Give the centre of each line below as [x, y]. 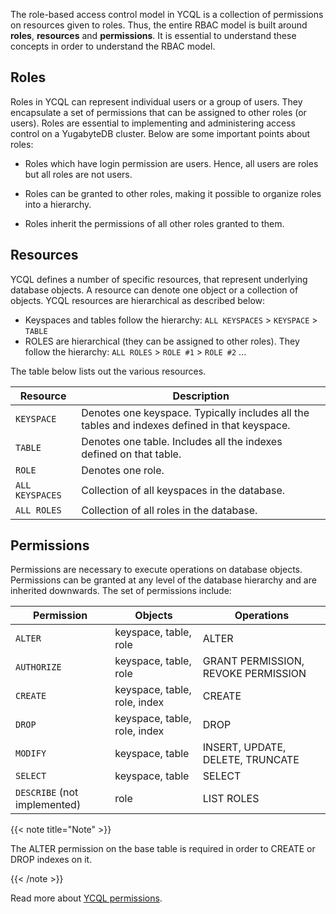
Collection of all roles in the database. [169, 510]
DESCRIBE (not [47, 792]
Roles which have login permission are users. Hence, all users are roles [171, 163]
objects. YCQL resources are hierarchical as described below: [138, 300]
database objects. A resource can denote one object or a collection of [154, 290]
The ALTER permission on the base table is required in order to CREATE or [163, 849]
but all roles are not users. [78, 174]
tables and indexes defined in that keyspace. [186, 425]
